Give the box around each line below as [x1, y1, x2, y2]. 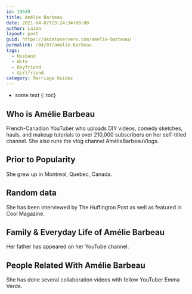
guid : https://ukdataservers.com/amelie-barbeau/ [6, 36, 132, 42]
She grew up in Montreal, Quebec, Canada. [6, 171, 112, 178]
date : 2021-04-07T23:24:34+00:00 [6, 20, 89, 26]
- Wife [11, 58, 28, 64]
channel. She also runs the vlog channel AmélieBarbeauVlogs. [6, 137, 159, 144]
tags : [6, 48, 20, 54]
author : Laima [6, 25, 42, 32]
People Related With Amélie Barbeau [6, 260, 146, 270]
